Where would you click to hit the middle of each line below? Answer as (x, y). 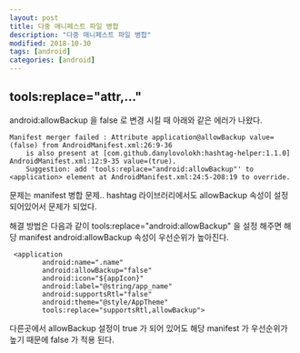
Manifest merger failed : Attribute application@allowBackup (128, 137)
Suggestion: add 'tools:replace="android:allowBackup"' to (140, 169)
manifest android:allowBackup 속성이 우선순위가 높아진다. (124, 237)
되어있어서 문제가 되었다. (53, 207)
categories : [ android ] (52, 60)
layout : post (34, 18)
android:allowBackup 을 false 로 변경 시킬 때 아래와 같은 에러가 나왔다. (136, 120)
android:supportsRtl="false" (97, 294)
